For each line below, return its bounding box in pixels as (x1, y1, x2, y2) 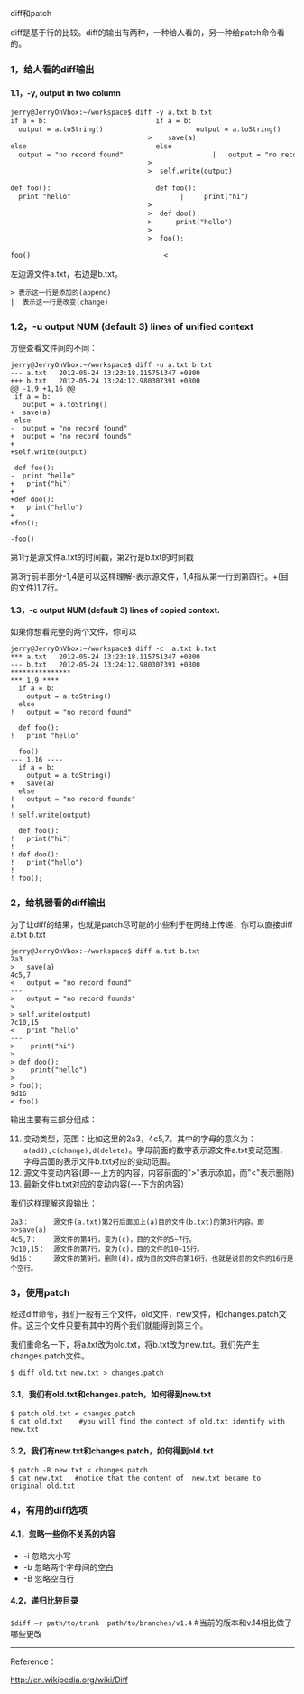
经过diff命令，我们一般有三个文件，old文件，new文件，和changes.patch (10, 1308, 279, 1319)
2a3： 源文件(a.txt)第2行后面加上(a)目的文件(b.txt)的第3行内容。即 (10, 1217, 265, 1226)
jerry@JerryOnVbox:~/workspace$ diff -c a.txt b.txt (10, 645, 217, 654)
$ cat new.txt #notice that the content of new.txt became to (10, 1473, 261, 1483)
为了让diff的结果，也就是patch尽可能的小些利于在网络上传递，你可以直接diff (10, 919, 293, 930)
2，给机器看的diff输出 (10, 896, 106, 909)
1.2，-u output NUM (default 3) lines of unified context (10, 320, 254, 333)
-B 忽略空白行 (23, 1573, 75, 1584)
